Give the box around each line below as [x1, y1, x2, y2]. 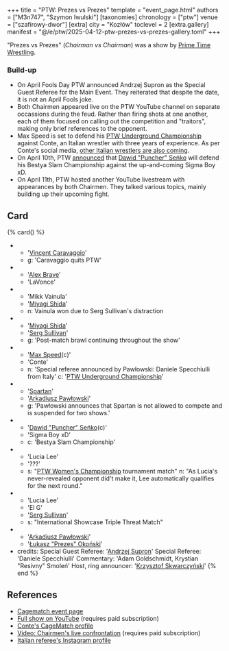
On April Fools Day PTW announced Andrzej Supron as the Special [16, 81, 206, 89]
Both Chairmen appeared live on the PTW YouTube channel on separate [16, 103, 221, 111]
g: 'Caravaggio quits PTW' [27, 256, 101, 265]
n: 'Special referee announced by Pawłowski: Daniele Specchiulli [27, 365, 210, 373]
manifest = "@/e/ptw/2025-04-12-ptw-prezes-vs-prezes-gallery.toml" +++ [7, 27, 221, 36]
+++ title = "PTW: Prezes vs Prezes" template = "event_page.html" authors [7, 6, 219, 14]
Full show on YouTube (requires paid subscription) [16, 614, 160, 622]
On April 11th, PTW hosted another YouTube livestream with [16, 175, 185, 184]
